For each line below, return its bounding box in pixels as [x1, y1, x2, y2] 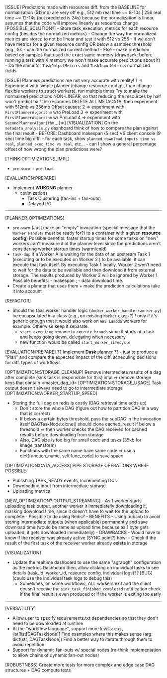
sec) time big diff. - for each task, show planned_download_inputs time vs [5, 136, 156, 141]
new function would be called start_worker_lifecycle [19, 339, 131, 345]
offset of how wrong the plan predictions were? [5, 146, 102, 152]
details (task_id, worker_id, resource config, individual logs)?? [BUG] [12, 570, 153, 576]
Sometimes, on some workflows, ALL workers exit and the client [19, 580, 152, 586]
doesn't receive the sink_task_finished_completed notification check [19, 586, 161, 592]
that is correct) [19, 410, 51, 416]
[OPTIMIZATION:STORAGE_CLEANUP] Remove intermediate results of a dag [5, 369, 162, 375]
